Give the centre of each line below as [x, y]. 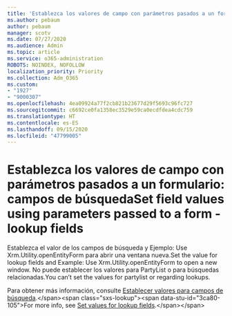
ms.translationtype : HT [41, 116]
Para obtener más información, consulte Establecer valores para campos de [115, 290]
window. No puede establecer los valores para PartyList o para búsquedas [113, 270]
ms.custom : [23, 84]
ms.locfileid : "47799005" [44, 136]
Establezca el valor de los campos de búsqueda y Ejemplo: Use [97, 248]
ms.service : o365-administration [55, 59]
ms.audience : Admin [35, 46]
